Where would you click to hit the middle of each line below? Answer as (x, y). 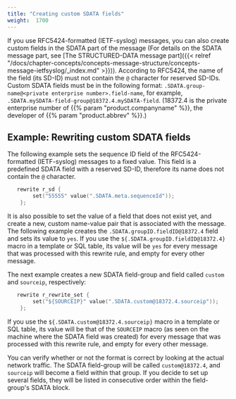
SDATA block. (51, 387)
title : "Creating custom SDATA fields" (66, 14)
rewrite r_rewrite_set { (53, 295)
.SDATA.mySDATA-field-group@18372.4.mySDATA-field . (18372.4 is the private (117, 100)
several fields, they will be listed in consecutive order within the (99, 380)
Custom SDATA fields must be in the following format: (85, 85)
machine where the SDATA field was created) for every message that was (114, 336)
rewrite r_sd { (39, 190)
